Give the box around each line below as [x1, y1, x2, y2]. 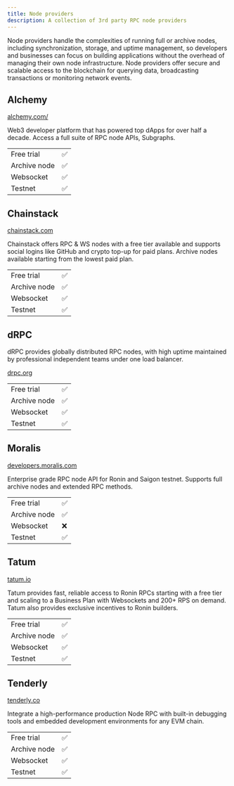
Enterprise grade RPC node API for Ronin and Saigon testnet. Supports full [7, 475, 223, 483]
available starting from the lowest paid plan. [7, 255, 134, 264]
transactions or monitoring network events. [7, 73, 132, 82]
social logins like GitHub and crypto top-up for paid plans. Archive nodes [7, 247, 218, 256]
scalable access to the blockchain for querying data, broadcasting [7, 66, 199, 75]
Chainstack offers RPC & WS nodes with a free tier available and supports [7, 240, 221, 248]
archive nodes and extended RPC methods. [7, 482, 134, 491]
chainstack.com [7, 226, 54, 235]
